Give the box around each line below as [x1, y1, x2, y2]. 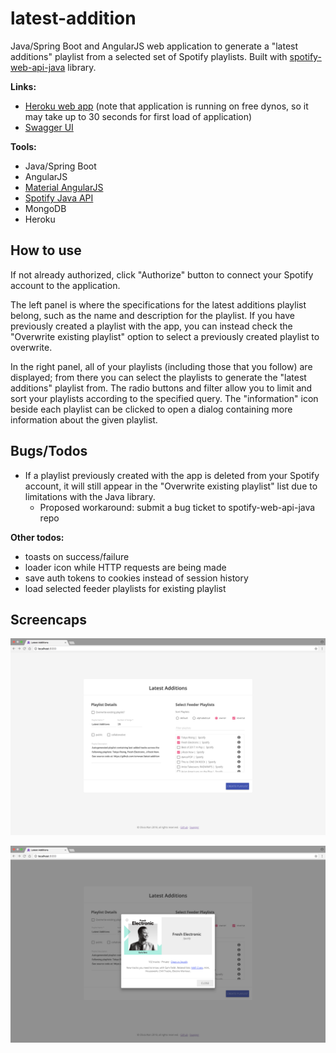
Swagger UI [24, 121, 74, 133]
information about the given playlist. [10, 413, 158, 426]
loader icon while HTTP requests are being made [24, 561, 227, 573]
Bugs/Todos [10, 443, 88, 460]
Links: [10, 80, 37, 92]
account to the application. [10, 279, 121, 291]
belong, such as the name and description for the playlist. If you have [10, 309, 295, 321]
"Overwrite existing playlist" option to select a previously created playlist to [10, 330, 320, 342]
